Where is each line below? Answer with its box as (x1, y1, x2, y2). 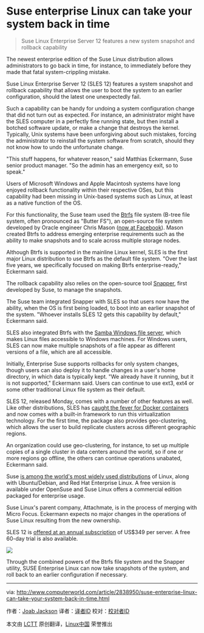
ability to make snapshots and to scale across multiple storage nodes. (6, 237, 181, 244)
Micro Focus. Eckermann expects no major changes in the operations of (6, 510, 186, 517)
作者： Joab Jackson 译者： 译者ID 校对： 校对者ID (6, 607, 130, 614)
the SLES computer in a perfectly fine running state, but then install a (6, 117, 179, 125)
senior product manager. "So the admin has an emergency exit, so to (6, 161, 178, 169)
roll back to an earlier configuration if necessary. (6, 570, 128, 578)
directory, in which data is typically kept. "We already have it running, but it (6, 373, 194, 380)
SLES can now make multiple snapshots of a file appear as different (6, 342, 175, 349)
